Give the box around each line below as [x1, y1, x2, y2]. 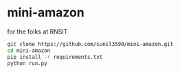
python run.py [7, 60, 48, 66]
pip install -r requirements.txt [7, 53, 103, 60]
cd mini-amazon [7, 47, 51, 54]
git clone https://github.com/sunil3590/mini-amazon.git [7, 40, 174, 47]
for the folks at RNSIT [7, 27, 68, 36]
